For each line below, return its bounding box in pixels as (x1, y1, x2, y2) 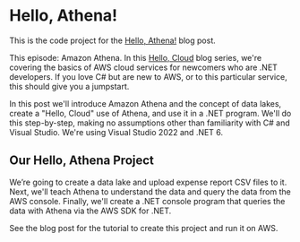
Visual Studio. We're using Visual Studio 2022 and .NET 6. (9, 126, 224, 137)
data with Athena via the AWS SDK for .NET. (9, 205, 172, 216)
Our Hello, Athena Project (9, 153, 155, 169)
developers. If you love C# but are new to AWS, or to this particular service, (9, 71, 288, 82)
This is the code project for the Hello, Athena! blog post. (9, 35, 217, 46)
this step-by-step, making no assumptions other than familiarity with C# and (9, 117, 290, 128)
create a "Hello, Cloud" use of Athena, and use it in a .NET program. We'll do (9, 108, 292, 118)
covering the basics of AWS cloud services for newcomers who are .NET (9, 62, 278, 73)
